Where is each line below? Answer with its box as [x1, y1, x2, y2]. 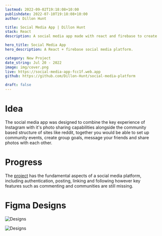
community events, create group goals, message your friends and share [5, 134, 149, 140]
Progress [5, 157, 43, 168]
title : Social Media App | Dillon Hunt [5, 25, 86, 29]
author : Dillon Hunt [5, 16, 47, 21]
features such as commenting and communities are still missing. [5, 183, 133, 189]
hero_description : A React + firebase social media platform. [5, 47, 133, 52]
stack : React [5, 29, 32, 34]
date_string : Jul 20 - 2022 [5, 60, 62, 65]
